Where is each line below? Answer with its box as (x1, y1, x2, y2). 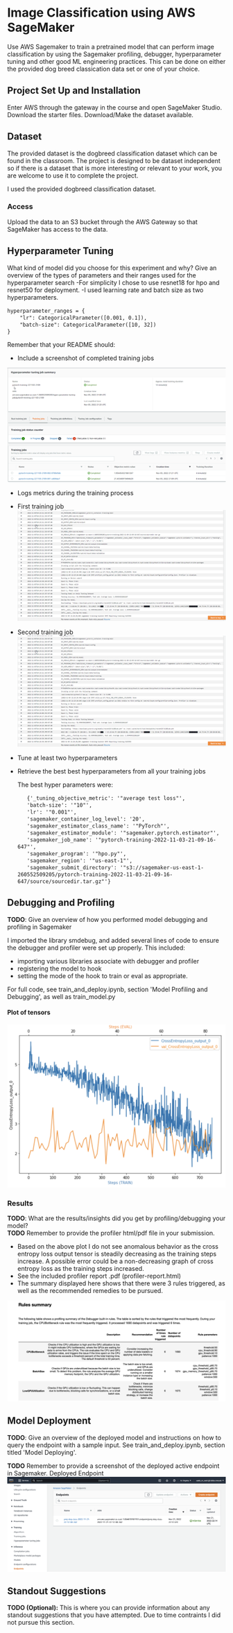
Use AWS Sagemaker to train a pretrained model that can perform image (7, 42, 215, 51)
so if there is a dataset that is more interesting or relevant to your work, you (7, 164, 223, 172)
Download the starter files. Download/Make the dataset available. (7, 110, 194, 119)
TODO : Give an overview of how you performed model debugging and (7, 915, 208, 923)
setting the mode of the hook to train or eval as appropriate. (17, 971, 189, 980)
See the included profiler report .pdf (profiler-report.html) (17, 1272, 182, 1281)
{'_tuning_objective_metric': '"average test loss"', (26, 795, 186, 802)
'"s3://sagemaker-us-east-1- (120, 864, 205, 871)
